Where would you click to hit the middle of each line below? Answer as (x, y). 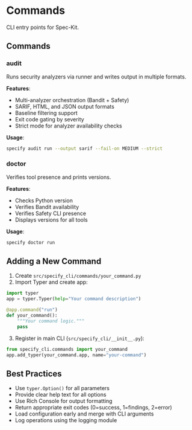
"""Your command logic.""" (51, 321)
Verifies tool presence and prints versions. (59, 177)
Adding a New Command (54, 261)
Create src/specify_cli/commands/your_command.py (78, 276)
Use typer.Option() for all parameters (62, 388)
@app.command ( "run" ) (32, 310)
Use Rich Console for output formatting (63, 401)
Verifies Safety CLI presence (50, 213)
